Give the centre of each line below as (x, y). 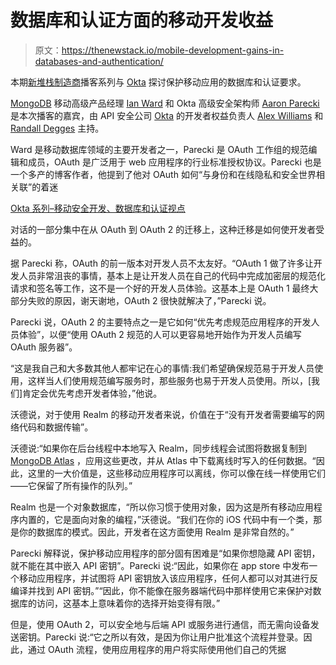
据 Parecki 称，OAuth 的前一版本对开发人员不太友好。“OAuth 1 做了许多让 (162, 263)
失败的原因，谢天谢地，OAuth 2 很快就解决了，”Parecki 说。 (149, 300)
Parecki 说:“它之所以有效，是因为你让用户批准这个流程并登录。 (174, 637)
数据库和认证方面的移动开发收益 (142, 20)
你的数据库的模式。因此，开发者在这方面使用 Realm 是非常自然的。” (156, 532)
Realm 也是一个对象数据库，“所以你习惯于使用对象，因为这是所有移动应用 (162, 507)
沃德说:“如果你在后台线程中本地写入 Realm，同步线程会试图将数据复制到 (159, 448)
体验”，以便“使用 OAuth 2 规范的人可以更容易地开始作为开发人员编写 (160, 334)
